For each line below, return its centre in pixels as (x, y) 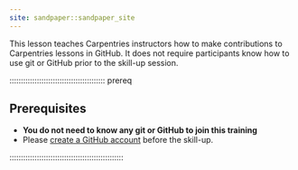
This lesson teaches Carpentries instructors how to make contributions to (146, 43)
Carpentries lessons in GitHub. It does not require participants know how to (149, 53)
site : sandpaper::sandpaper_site (72, 18)
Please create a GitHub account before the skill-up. (118, 140)
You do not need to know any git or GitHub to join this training (140, 130)
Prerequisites (48, 109)
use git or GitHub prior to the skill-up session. (94, 62)
